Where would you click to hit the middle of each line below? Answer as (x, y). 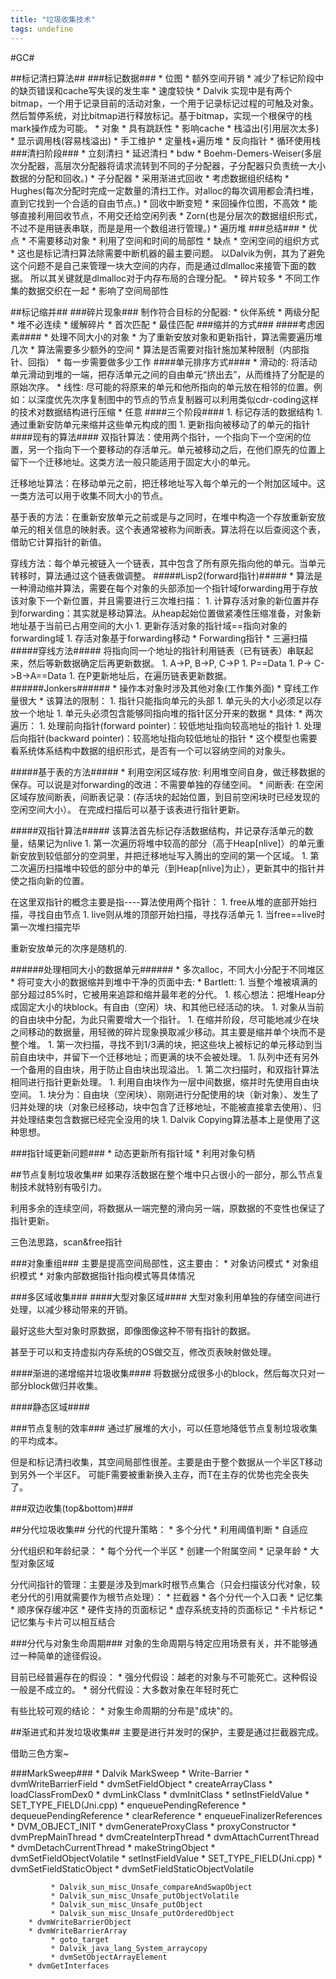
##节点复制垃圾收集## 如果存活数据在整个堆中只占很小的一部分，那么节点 (163, 1174)
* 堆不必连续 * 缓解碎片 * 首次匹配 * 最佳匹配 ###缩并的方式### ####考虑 (163, 324)
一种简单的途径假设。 (62, 1655)
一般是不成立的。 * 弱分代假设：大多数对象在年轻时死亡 (124, 1689)
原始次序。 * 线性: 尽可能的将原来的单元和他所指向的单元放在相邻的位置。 (162, 387)
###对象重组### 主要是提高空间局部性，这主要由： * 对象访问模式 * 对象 (160, 1263)
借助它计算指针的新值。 (58, 542)
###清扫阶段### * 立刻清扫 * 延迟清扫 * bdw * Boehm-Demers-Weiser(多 (161, 153)
